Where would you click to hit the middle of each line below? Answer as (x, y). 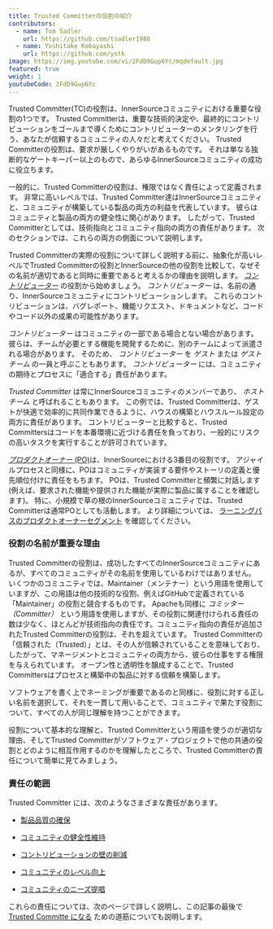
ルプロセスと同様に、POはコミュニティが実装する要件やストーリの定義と (131, 470)
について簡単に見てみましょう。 (68, 760)
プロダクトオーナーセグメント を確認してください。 (109, 520)
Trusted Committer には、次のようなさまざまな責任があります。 (115, 803)
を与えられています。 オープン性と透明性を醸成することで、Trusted (121, 664)
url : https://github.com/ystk (74, 54)
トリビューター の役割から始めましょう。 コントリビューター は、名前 (125, 285)
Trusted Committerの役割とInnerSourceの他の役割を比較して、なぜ (142, 265)
